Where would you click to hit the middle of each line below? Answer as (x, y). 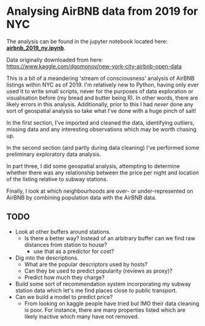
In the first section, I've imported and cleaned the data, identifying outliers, (100, 122)
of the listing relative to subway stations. (57, 179)
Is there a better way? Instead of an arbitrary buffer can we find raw (110, 238)
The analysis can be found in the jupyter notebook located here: (87, 41)
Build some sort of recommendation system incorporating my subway (103, 284)
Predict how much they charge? (65, 277)
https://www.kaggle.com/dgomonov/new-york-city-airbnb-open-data (94, 66)
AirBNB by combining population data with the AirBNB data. (82, 197)
